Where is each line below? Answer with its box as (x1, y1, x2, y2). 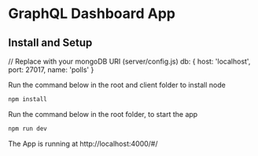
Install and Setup (8, 36, 93, 49)
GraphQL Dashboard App (8, 5, 175, 23)
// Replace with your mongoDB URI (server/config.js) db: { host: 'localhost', (8, 56, 251, 66)
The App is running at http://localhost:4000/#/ (8, 139, 159, 148)
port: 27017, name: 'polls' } (8, 65, 94, 74)
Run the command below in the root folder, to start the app (8, 109, 198, 118)
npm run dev (8, 125, 47, 132)
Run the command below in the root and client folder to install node (8, 80, 226, 89)
